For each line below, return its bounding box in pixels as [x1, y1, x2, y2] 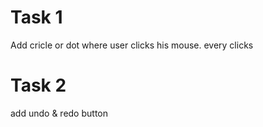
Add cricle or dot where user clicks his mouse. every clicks [10, 39, 254, 51]
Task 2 [10, 74, 67, 97]
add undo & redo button [10, 107, 108, 119]
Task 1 [10, 6, 63, 29]
